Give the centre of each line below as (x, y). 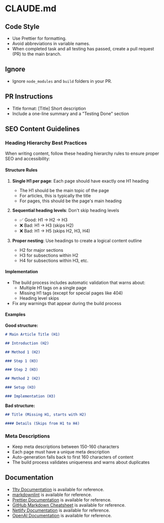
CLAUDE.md (31, 9)
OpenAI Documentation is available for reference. (62, 515)
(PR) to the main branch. (37, 54)
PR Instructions (29, 97)
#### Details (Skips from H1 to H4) (42, 423)
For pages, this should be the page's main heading (70, 201)
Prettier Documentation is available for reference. (62, 499)
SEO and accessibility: (28, 159)
